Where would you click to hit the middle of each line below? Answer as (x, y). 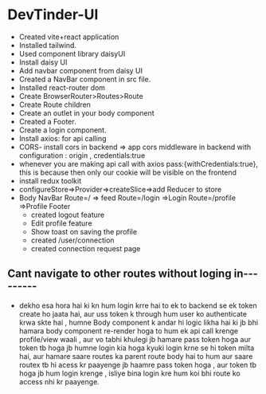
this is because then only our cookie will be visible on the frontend (127, 172)
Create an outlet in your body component (86, 112)
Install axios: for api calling (63, 138)
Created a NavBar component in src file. (85, 79)
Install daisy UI (43, 62)
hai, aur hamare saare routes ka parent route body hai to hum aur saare (136, 356)
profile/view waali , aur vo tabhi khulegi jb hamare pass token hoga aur (135, 339)
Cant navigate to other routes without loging (119, 274)
